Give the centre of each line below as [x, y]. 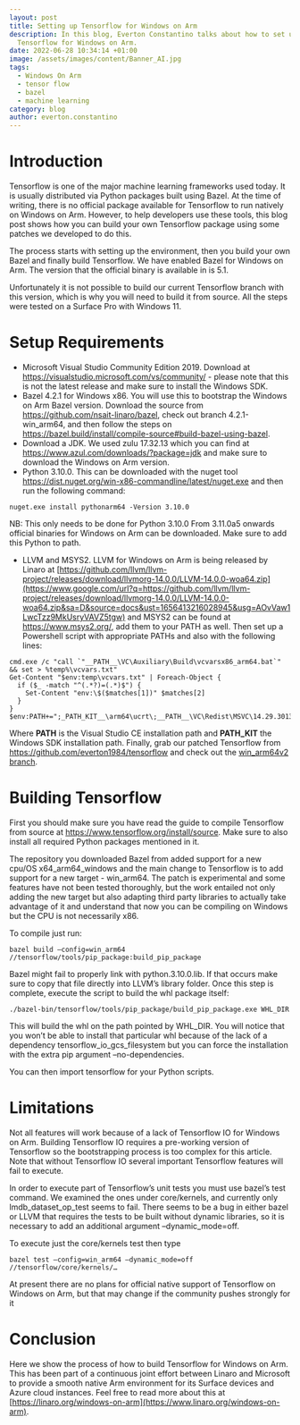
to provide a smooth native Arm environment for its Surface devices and [142, 1383]
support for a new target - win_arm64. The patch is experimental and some [147, 878]
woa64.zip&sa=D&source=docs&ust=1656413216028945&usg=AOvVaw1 [156, 607]
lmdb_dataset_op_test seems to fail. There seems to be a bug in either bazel [149, 1207]
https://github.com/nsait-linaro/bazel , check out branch [124, 415]
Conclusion [53, 1340]
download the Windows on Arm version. [96, 462]
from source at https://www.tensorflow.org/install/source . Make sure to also [149, 831]
